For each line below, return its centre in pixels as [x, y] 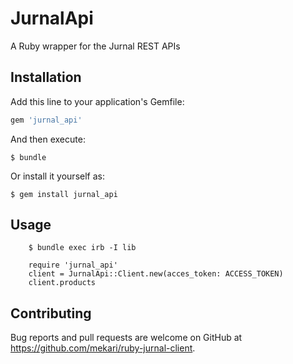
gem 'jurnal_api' [46, 120]
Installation [46, 77]
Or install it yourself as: [57, 176]
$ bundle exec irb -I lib [82, 248]
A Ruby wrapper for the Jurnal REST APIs [95, 46]
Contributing [51, 313]
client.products [62, 283]
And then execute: [48, 139]
